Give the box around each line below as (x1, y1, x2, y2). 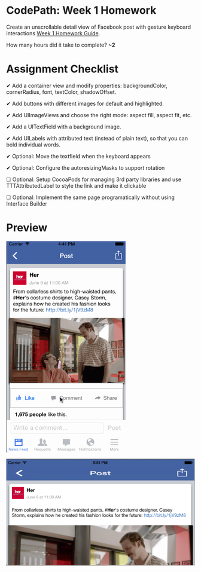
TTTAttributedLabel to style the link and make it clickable (6, 182, 147, 189)
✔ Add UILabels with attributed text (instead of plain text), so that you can (6, 134, 188, 142)
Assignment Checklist (6, 62, 118, 76)
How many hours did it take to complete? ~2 (6, 41, 115, 48)
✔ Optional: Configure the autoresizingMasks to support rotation (6, 164, 165, 171)
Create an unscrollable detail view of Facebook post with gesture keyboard (6, 23, 191, 30)
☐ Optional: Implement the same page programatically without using (6, 194, 175, 201)
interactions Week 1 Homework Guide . (6, 29, 100, 36)
